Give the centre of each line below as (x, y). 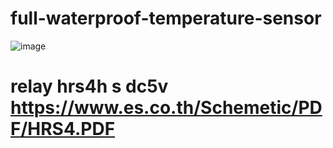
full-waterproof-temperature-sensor (166, 18)
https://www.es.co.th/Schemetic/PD (166, 108)
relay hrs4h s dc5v (89, 86)
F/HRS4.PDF (63, 129)
